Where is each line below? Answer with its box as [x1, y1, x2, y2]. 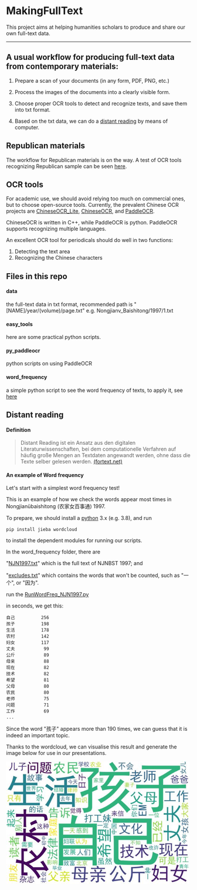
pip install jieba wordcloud [6, 527, 77, 533]
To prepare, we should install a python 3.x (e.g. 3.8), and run [6, 515, 152, 522]
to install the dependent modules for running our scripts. [6, 537, 142, 544]
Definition [6, 426, 31, 433]
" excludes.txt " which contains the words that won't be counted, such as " [6, 572, 184, 579]
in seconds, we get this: [6, 602, 63, 609]
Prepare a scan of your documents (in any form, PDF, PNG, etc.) [14, 77, 170, 84]
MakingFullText [6, 4, 83, 18]
